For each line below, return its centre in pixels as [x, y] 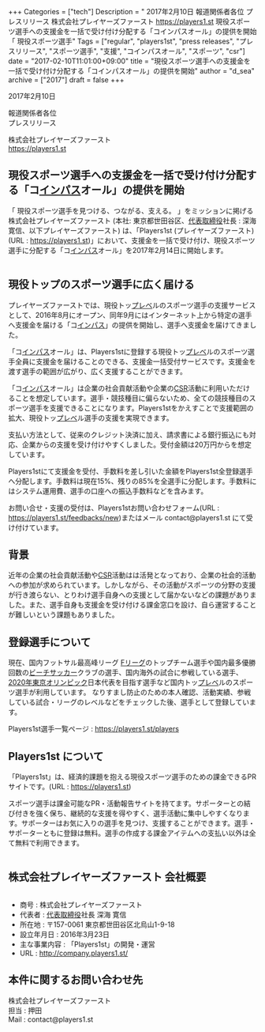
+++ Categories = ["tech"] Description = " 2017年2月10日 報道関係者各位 [126, 11]
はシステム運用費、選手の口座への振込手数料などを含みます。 [108, 491]
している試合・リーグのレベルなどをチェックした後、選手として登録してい [129, 702]
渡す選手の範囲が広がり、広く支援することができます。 [98, 371]
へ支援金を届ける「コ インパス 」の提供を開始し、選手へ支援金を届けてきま [129, 325]
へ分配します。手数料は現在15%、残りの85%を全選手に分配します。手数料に [132, 481]
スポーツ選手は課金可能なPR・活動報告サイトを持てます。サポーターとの [126, 803]
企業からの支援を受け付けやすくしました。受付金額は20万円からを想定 [137, 444]
